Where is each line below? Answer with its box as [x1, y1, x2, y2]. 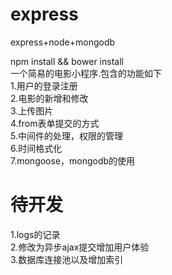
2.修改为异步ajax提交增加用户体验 [10, 241, 150, 253]
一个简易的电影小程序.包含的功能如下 [10, 67, 163, 79]
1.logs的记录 [10, 228, 61, 240]
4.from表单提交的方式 [10, 117, 100, 129]
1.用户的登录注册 [10, 79, 78, 92]
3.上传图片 [10, 104, 54, 117]
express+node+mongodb [10, 36, 116, 48]
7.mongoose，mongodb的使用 [10, 154, 136, 167]
